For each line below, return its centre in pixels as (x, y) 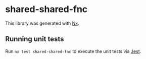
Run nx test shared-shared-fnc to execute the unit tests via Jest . (73, 51)
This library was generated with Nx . (42, 23)
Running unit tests (35, 39)
